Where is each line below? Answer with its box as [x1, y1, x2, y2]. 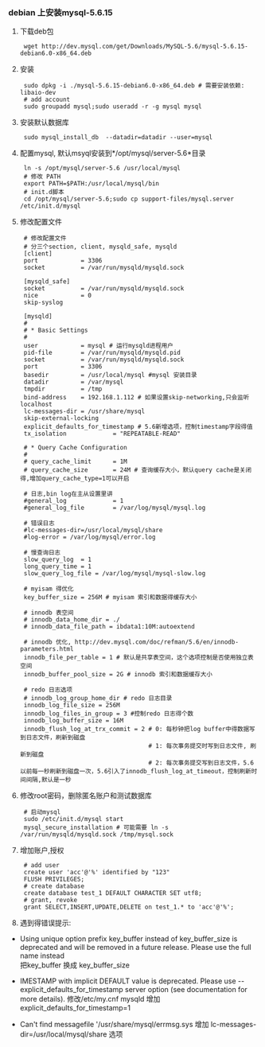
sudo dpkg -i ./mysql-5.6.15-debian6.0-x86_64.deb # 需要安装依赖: [23, 82, 245, 90]
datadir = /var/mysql [23, 378, 124, 387]
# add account [23, 95, 71, 104]
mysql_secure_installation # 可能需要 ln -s [23, 823, 169, 832]
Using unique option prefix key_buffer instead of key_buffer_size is [19, 934, 238, 944]
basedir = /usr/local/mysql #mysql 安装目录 [23, 372, 197, 379]
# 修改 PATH [23, 173, 61, 181]
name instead [19, 951, 65, 960]
